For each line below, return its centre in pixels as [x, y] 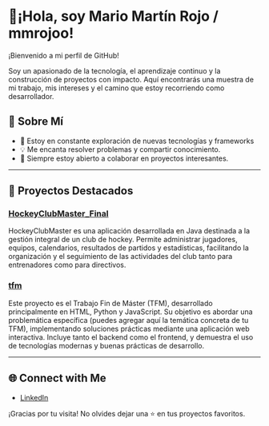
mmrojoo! [41, 33]
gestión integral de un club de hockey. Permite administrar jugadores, [123, 240]
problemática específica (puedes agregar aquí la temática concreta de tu [128, 320]
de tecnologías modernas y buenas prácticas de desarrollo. [106, 345]
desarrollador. [31, 96]
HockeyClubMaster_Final [58, 213]
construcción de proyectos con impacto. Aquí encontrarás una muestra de [131, 79]
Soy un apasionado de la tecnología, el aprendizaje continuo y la [114, 70]
